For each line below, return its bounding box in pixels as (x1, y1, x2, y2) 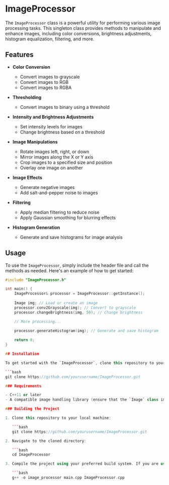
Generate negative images (20, 184, 75, 190)
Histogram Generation (12, 224, 60, 230)
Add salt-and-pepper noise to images (20, 189, 98, 196)
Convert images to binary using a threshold (20, 104, 110, 110)
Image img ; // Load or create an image (14, 301, 98, 306)
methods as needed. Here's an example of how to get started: (5, 267, 134, 273)
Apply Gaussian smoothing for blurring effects (20, 214, 116, 220)
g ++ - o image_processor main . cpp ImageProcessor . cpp (12, 475, 125, 480)
